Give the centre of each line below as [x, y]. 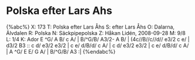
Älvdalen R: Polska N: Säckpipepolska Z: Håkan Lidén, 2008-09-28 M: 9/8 [96, 33]
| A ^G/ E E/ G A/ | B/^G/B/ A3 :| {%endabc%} [61, 51]
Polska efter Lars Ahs [59, 11]
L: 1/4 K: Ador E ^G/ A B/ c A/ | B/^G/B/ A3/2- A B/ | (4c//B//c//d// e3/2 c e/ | [98, 39]
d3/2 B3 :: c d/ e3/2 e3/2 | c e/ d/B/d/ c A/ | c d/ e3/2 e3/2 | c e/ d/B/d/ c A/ [97, 45]
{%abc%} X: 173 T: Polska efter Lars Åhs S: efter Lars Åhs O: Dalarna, [90, 27]
